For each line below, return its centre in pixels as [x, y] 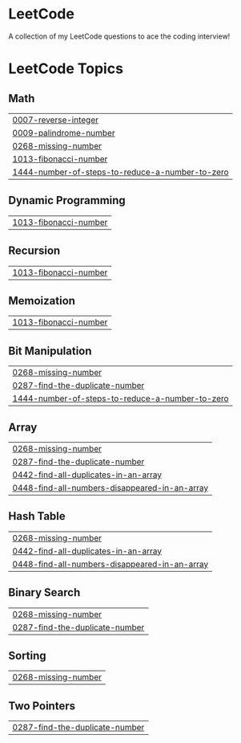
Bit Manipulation [50, 351]
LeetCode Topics [66, 69]
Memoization [42, 301]
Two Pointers [42, 706]
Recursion [34, 251]
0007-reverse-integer [55, 120]
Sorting [27, 656]
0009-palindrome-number [64, 133]
